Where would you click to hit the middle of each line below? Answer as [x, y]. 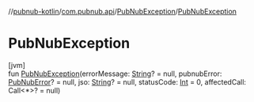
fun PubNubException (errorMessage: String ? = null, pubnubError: [115, 74]
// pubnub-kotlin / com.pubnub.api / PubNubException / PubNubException [123, 11]
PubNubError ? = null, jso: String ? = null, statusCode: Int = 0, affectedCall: [127, 81]
